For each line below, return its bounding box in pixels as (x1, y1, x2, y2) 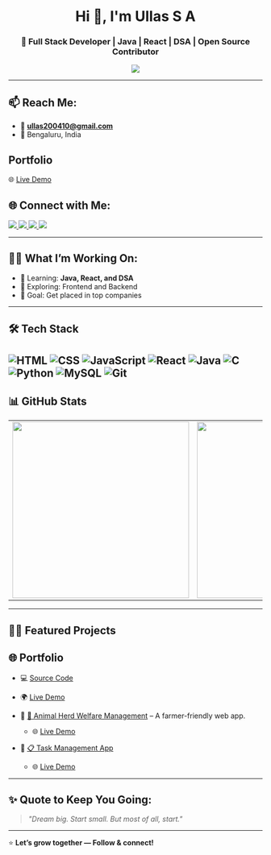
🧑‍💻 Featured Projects (8, 624, 117, 637)
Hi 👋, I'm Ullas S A (75, 7, 196, 26)
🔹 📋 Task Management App (19, 743, 114, 753)
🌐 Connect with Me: (8, 198, 111, 212)
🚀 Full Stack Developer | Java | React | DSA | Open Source (20, 36, 251, 48)
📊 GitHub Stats (8, 394, 87, 408)
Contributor (111, 46, 160, 57)
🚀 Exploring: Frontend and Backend (19, 281, 138, 291)
